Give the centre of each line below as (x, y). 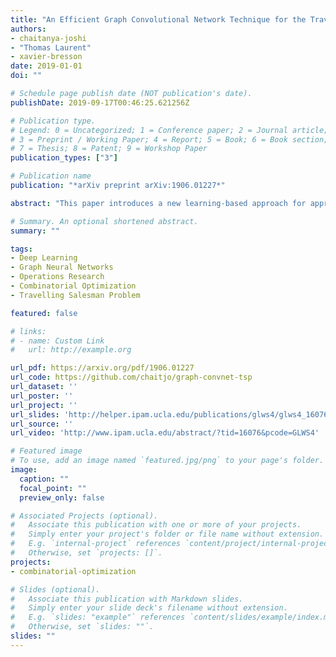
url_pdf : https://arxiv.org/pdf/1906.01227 (102, 368)
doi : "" (26, 76)
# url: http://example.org (71, 350)
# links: (28, 331)
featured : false (44, 313)
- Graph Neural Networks (62, 267)
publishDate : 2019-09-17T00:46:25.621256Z (100, 102)
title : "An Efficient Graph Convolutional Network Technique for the (158, 19)
